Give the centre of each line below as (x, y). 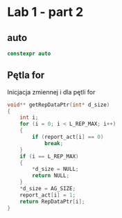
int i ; (29, 118)
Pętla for (26, 75)
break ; (54, 143)
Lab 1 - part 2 (45, 12)
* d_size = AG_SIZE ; (48, 189)
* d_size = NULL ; (55, 169)
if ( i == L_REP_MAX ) (49, 156)
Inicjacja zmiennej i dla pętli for (51, 92)
